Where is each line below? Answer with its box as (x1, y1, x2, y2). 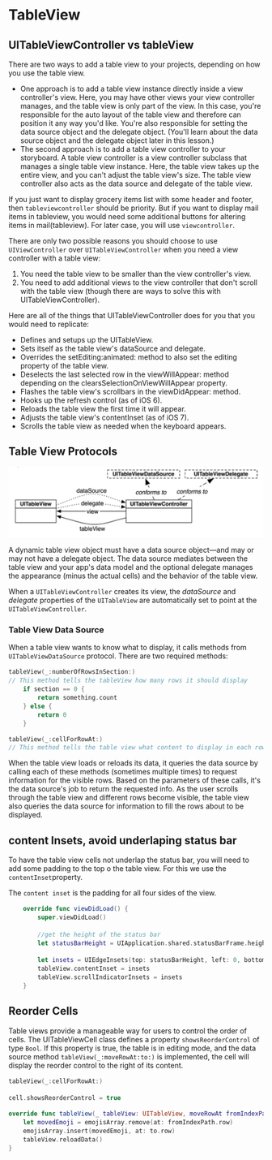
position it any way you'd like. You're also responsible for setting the (19, 119, 249, 127)
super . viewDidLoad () (37, 913, 107, 921)
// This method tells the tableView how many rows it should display (8, 676, 249, 685)
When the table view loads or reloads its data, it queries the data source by (8, 758, 259, 768)
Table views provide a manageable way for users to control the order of (8, 1025, 247, 1036)
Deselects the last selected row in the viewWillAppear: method (19, 369, 229, 379)
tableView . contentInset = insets (37, 964, 151, 973)
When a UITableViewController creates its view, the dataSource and (8, 587, 236, 597)
